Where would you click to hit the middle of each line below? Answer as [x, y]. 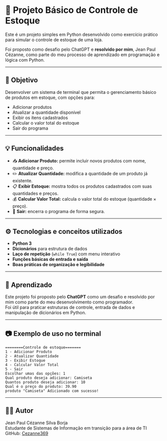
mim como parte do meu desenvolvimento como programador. [69, 302]
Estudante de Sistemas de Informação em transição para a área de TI [76, 428]
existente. [22, 180]
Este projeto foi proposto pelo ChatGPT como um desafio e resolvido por [80, 297]
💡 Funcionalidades [34, 148]
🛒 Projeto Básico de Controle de [72, 10]
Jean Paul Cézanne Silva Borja [37, 423]
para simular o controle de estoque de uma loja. [54, 40]
